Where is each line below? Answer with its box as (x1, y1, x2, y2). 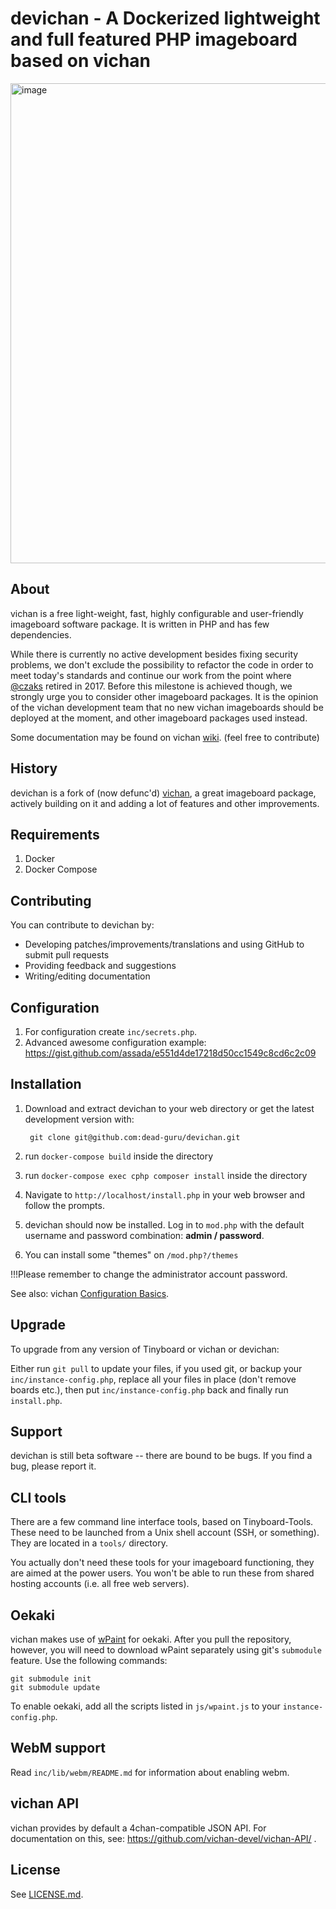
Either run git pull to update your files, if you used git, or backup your (10, 1362, 303, 1374)
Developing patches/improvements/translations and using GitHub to (24, 938, 305, 951)
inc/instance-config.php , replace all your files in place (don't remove (10, 1373, 297, 1385)
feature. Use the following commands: (10, 1655, 168, 1667)
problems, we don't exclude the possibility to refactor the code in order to (10, 658, 314, 671)
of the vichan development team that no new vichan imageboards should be (10, 701, 324, 713)
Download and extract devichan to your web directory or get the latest (24, 1102, 315, 1114)
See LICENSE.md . (10, 1888, 84, 1900)
